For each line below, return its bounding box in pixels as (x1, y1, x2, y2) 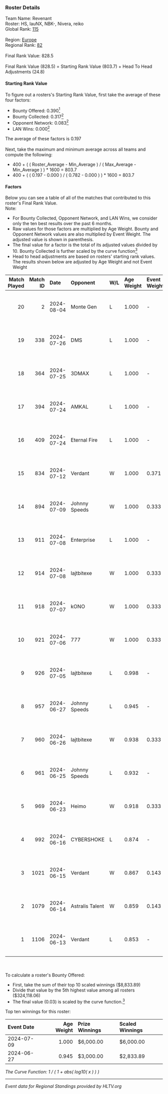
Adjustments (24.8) (5, 69, 45, 75)
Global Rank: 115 (5, 26, 39, 32)
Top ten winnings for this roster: (5, 1008, 71, 1014)
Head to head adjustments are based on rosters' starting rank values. (12, 253, 155, 259)
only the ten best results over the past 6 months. (12, 221, 112, 227)
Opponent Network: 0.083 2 (12, 119, 69, 126)
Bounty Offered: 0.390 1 (12, 107, 60, 114)
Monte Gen (70, 303, 97, 310)
